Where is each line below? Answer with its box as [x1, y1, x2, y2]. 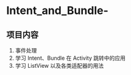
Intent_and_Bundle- [6, 4, 108, 18]
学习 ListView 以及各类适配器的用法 [15, 62, 104, 69]
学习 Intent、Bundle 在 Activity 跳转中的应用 [15, 54, 126, 62]
